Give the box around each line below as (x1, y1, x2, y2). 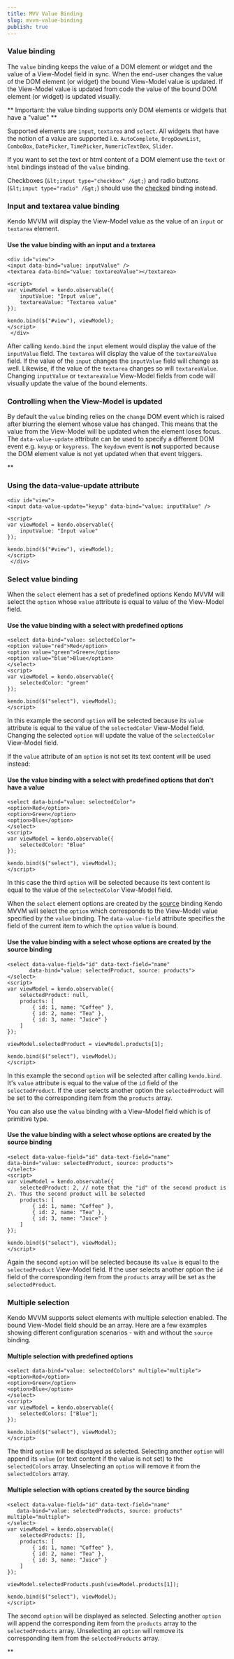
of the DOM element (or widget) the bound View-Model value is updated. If (7, 77, 224, 85)
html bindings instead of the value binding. (7, 163, 131, 171)
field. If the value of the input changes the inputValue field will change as (7, 357, 219, 365)
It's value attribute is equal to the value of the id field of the (7, 1078, 179, 1087)
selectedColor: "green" (20, 680, 89, 687)
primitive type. (7, 1115, 49, 1123)
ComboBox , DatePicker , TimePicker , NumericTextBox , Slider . (7, 142, 173, 150)
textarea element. (7, 224, 59, 233)
